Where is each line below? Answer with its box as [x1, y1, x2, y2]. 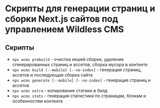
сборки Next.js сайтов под [5, 13, 118, 25]
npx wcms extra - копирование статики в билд [12, 88, 108, 93]
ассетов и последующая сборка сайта [12, 72, 93, 78]
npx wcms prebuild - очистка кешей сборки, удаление [12, 56, 124, 62]
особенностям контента [12, 98, 63, 104]
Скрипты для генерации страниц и [5, 3, 156, 14]
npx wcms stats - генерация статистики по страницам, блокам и [12, 93, 146, 99]
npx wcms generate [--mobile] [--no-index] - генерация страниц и [12, 77, 151, 83]
